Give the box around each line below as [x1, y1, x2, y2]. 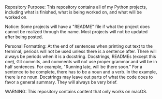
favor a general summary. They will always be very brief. [5, 79, 118, 85]
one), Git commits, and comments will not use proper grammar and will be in [5, 59, 157, 64]
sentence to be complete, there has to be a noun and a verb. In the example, [5, 69, 157, 74]
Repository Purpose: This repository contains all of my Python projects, [5, 4, 147, 10]
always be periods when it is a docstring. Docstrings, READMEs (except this [5, 54, 156, 59]
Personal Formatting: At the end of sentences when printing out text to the [5, 43, 153, 49]
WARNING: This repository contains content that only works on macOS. [5, 89, 147, 94]
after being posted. [5, 34, 43, 40]
